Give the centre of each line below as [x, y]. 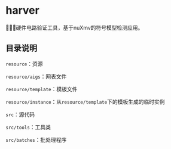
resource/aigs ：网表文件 [36, 76]
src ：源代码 [20, 114]
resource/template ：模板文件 [42, 89]
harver [22, 10]
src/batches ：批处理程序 [36, 139]
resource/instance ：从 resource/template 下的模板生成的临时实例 [85, 101]
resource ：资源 [24, 64]
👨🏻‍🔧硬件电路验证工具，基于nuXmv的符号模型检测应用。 [74, 27]
